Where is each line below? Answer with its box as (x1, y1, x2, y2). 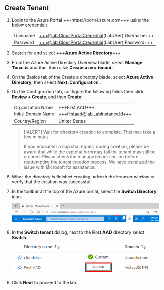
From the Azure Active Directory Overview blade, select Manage (11, 60, 142, 66)
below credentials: (11, 22, 49, 28)
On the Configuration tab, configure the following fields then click (11, 89, 144, 95)
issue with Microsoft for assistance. (23, 164, 96, 170)
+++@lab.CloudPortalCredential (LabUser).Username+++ (39, 32, 154, 38)
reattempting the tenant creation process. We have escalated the (23, 159, 155, 165)
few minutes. (23, 134, 50, 140)
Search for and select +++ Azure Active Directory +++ (11, 50, 121, 56)
